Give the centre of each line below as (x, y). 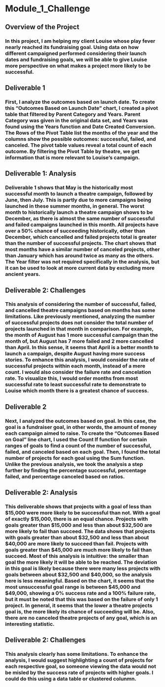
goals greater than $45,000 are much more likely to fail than (79, 550)
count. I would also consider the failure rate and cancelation (78, 372)
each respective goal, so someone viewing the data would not (81, 667)
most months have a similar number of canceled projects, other (82, 249)
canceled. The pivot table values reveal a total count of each (79, 145)
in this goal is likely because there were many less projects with (83, 568)
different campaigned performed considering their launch (76, 53)
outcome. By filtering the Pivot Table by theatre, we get (72, 151)
